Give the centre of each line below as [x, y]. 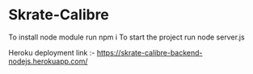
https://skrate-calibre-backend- [150, 52]
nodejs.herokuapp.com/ [48, 61]
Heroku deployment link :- [52, 52]
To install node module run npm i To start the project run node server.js [126, 37]
